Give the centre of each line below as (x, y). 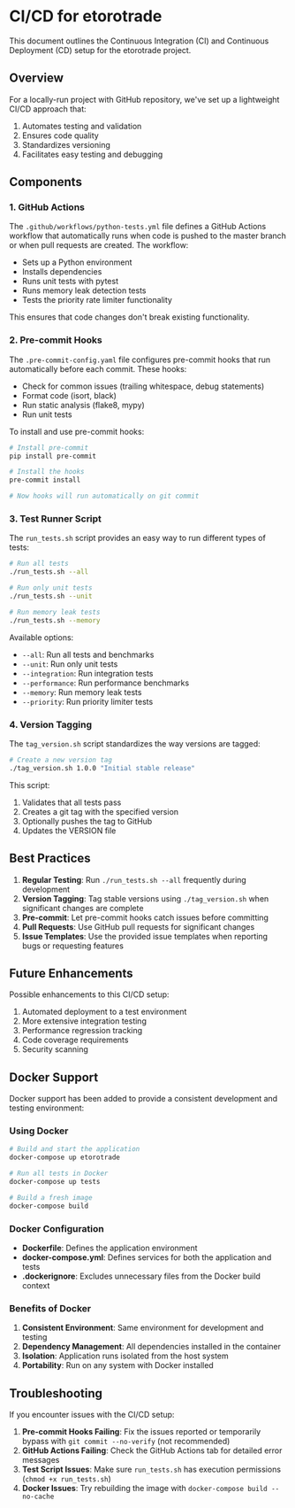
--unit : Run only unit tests (70, 664)
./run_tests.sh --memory (55, 620)
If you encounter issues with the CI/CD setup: (92, 1415)
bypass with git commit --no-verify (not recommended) (126, 1442)
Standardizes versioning (66, 144)
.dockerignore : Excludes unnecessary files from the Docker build (141, 1276)
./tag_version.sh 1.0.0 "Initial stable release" (102, 768)
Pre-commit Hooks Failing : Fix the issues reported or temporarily (141, 1432)
